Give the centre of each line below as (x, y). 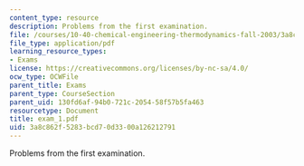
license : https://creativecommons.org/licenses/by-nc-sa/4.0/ (129, 69)
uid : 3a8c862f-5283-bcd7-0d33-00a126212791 (93, 128)
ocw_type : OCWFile (44, 77)
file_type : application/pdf (62, 43)
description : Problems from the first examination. (109, 26)
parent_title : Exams (48, 85)
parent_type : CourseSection (62, 93)
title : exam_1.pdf (44, 119)
